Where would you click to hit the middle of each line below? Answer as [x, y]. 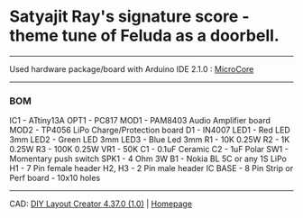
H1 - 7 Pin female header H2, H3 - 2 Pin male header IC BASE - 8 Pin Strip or [151, 168]
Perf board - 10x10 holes [55, 178]
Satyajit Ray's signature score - [129, 17]
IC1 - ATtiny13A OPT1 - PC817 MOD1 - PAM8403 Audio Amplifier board [140, 121]
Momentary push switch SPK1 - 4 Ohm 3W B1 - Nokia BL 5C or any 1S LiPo [148, 159]
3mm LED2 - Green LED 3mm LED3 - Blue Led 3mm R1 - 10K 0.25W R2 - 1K [150, 140]
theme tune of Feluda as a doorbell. [144, 36]
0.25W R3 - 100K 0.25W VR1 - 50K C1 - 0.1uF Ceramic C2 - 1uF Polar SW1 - [149, 150]
